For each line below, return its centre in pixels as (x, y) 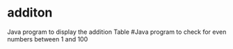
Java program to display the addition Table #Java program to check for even (117, 32)
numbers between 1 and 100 (48, 39)
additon (30, 13)
